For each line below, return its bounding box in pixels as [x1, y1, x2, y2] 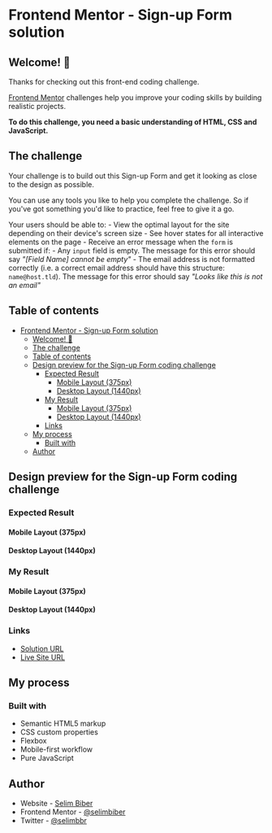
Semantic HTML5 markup [19, 718, 106, 729]
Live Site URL [19, 652, 66, 662]
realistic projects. [8, 102, 67, 111]
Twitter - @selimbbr [19, 816, 88, 826]
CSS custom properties [19, 727, 99, 737]
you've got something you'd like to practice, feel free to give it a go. [8, 203, 235, 213]
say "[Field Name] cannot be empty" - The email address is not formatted [8, 254, 256, 264]
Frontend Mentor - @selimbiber [19, 807, 126, 817]
